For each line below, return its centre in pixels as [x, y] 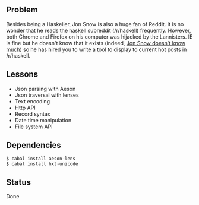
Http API [25, 108]
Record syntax [32, 114]
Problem [22, 10]
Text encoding [32, 101]
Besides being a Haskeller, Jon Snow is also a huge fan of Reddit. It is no [95, 24]
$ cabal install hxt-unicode [42, 164]
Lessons [22, 75]
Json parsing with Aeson [45, 89]
